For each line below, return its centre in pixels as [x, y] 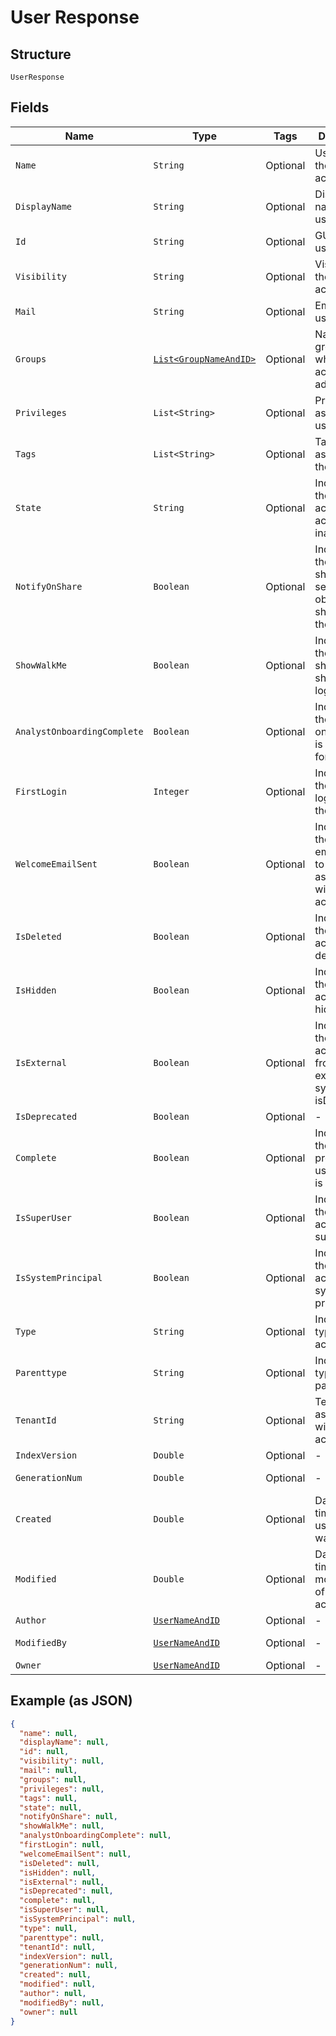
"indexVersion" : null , [66, 1956]
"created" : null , [55, 1975]
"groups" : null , [53, 1779]
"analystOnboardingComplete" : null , [95, 1836]
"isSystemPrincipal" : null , [78, 1919]
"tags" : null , [48, 1798]
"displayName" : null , [64, 1742]
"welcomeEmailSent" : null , [75, 1854]
